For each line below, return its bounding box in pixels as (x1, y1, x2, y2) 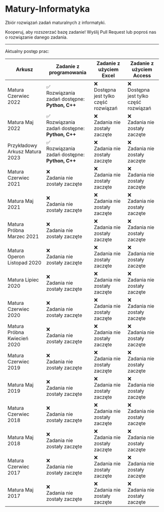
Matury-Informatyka (5, 3, 90, 15)
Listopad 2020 (7, 259, 41, 266)
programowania (48, 69, 87, 76)
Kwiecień (7, 335, 28, 341)
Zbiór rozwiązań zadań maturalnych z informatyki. (5, 20, 106, 25)
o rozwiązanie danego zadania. (5, 34, 68, 40)
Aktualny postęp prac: (5, 48, 50, 54)
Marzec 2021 (7, 233, 39, 240)
